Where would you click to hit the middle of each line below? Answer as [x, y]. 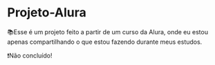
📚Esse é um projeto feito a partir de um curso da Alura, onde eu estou [108, 31]
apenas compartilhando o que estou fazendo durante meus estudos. [105, 42]
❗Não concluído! [30, 55]
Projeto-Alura [47, 13]
